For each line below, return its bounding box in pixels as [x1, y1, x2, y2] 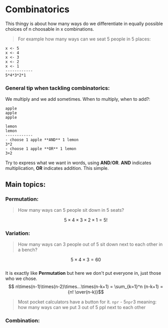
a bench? [17, 247, 38, 253]
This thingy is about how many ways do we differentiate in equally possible [5, 20, 163, 27]
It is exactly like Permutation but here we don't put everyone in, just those [5, 270, 161, 276]
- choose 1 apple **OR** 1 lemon [5, 146, 77, 151]
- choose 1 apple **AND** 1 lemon [5, 137, 79, 143]
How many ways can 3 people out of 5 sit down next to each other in [17, 242, 163, 248]
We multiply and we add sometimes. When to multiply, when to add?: [5, 96, 151, 102]
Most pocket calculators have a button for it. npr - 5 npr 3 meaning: [17, 299, 157, 305]
